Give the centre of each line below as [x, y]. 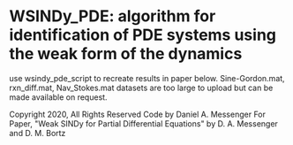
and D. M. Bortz [38, 133]
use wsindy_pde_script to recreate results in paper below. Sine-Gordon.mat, [147, 78]
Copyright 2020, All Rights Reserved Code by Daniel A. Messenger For [138, 114]
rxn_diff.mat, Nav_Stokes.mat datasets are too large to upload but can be [141, 88]
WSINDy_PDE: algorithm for [113, 16]
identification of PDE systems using [143, 35]
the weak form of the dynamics [126, 54]
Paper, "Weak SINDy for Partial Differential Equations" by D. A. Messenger [143, 123]
